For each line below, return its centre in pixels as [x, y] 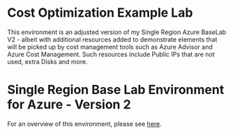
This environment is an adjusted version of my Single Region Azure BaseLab [117, 32]
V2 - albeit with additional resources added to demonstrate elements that [112, 39]
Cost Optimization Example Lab [100, 13]
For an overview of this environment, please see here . [84, 124]
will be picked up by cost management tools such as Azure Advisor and [110, 47]
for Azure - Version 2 [69, 105]
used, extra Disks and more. [48, 61]
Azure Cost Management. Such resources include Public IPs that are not [111, 54]
